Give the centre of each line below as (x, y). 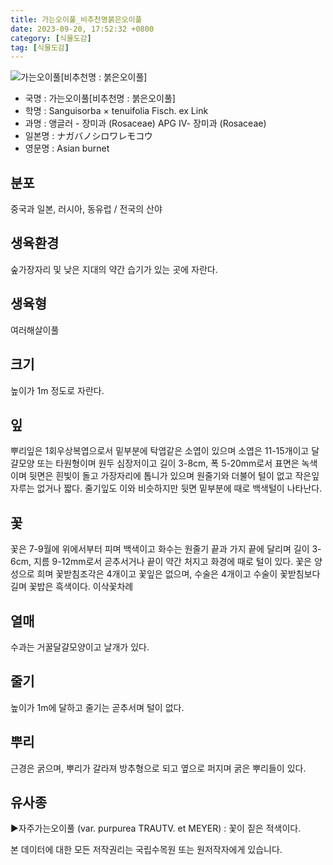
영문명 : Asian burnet (67, 148)
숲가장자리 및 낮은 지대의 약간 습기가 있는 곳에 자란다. (114, 269)
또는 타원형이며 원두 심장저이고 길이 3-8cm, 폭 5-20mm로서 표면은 (168, 463)
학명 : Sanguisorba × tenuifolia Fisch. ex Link (116, 111)
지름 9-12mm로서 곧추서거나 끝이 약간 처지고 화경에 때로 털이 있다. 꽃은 (172, 562)
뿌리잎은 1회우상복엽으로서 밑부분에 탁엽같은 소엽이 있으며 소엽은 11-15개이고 (160, 451)
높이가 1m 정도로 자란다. (57, 390)
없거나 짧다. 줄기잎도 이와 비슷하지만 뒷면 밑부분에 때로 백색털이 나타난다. (179, 488)
